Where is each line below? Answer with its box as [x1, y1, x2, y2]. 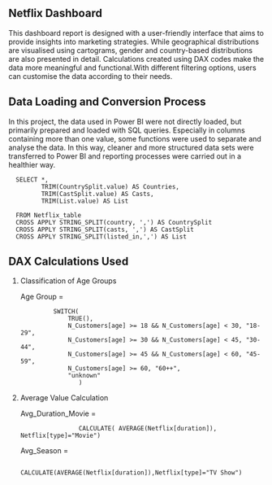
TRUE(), [67, 315, 93, 323]
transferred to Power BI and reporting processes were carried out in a [8, 151, 242, 161]
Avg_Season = [19, 446, 69, 456]
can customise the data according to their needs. [8, 71, 173, 81]
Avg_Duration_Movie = [19, 409, 96, 418]
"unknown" [67, 372, 101, 380]
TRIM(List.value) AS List [41, 197, 129, 205]
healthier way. [8, 159, 56, 169]
